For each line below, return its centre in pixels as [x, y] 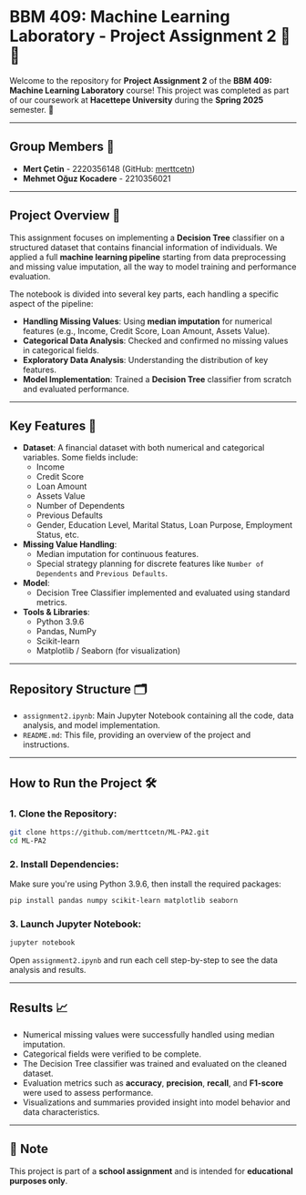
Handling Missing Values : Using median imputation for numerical [148, 321]
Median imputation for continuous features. [117, 554]
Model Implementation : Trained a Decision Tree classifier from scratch [157, 379]
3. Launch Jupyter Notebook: [76, 924]
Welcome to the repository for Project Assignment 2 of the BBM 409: [141, 80]
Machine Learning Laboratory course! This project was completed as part [149, 90]
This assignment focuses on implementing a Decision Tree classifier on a [147, 238]
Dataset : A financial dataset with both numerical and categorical [143, 448]
